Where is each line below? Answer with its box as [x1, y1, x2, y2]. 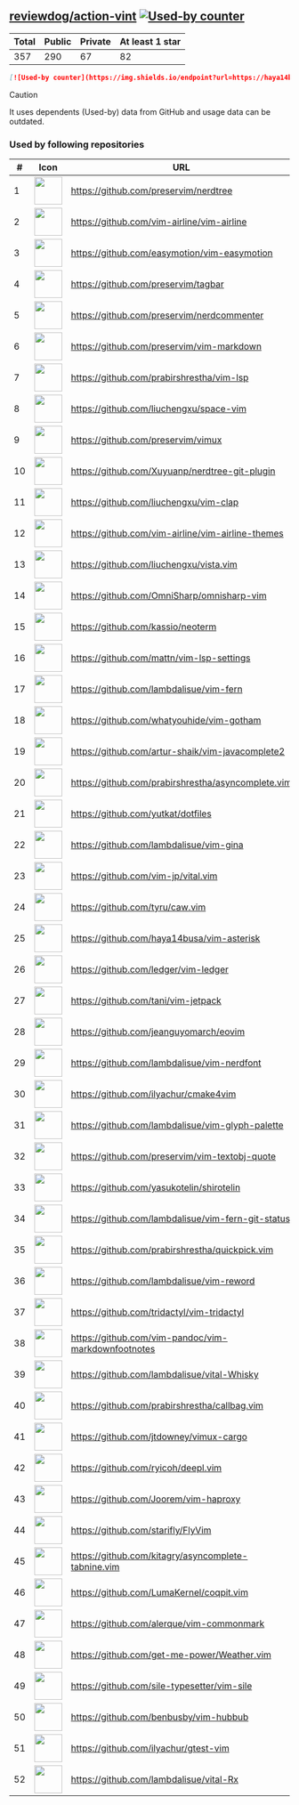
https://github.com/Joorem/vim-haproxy [70, 1493, 241, 1505]
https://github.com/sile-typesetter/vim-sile [70, 1680, 253, 1692]
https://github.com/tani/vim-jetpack [70, 994, 222, 1007]
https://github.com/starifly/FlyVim [70, 1524, 212, 1536]
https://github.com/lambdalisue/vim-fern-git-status [70, 1212, 291, 1225]
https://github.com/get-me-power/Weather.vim [70, 1648, 271, 1661]
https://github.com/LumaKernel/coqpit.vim [70, 1586, 249, 1599]
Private [79, 35, 111, 47]
